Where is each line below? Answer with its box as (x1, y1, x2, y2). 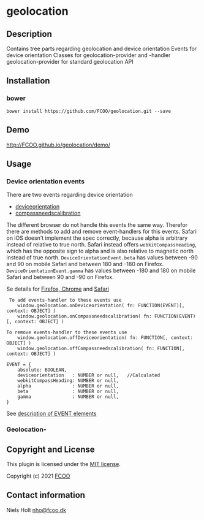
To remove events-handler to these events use (6, 329, 127, 335)
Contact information (6, 490, 86, 500)
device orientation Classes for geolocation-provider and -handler (6, 52, 171, 59)
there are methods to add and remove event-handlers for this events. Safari (6, 228, 197, 235)
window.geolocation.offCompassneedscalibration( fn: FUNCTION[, (17, 345, 185, 352)
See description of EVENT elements (6, 410, 97, 418)
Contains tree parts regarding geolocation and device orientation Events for (6, 45, 197, 52)
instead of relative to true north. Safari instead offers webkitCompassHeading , (6, 241, 197, 248)
